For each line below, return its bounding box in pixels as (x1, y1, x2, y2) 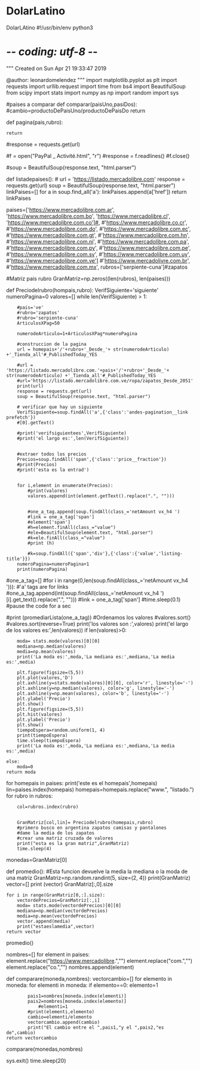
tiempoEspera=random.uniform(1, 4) (17, 727, 106, 733)
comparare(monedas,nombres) (6, 1045, 83, 1053)
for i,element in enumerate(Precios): (17, 482, 113, 488)
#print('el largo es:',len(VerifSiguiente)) (17, 435, 130, 441)
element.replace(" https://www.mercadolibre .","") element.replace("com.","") (6, 957, 193, 964)
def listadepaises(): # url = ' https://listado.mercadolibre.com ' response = (6, 175, 186, 183)
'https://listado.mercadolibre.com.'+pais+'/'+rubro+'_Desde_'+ (6, 367, 170, 373)
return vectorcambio (6, 1035, 58, 1041)
